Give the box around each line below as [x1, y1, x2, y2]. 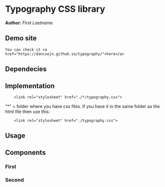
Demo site [5, 34, 37, 42]
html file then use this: [5, 109, 50, 114]
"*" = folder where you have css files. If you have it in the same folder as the [5, 103, 160, 109]
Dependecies [5, 65, 47, 74]
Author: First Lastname [5, 20, 53, 26]
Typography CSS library [5, 3, 105, 15]
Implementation [5, 81, 55, 90]
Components [5, 148, 46, 156]
